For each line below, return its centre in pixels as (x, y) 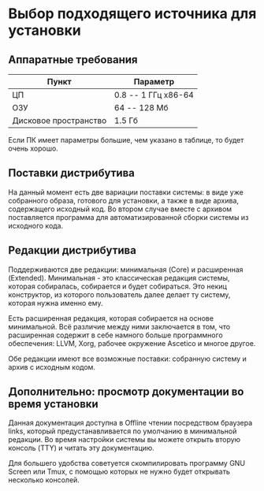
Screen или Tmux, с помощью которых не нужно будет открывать (119, 472)
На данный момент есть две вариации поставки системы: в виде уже (126, 192)
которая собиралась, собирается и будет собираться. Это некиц (117, 286)
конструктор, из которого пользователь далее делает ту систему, (119, 294)
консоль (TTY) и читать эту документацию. (82, 448)
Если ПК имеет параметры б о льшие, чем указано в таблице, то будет (126, 140)
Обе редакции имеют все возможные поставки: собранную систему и (127, 359)
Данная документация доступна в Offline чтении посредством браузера (130, 423)
